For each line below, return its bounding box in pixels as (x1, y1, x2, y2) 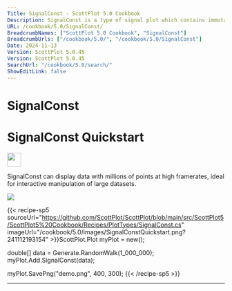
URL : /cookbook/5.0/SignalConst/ (7, 23, 104, 30)
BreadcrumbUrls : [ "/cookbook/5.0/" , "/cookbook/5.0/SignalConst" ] (7, 36, 202, 43)
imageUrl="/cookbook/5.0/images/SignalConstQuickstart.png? (7, 227, 186, 236)
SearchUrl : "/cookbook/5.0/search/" (7, 62, 113, 68)
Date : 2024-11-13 (7, 42, 57, 49)
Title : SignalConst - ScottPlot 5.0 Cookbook (7, 10, 140, 17)
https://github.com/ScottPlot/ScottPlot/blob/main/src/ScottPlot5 (41, 213, 224, 221)
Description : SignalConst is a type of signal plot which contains (7, 17, 206, 24)
